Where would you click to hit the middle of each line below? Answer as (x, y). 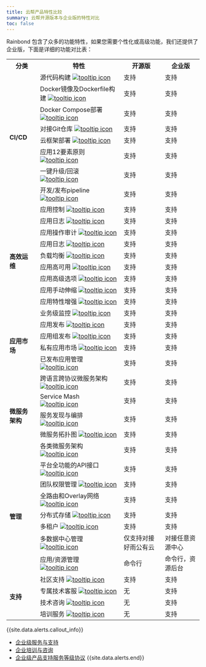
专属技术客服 (58, 591)
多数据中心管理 (61, 539)
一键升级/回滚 (59, 171)
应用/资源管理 (59, 560)
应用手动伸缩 (58, 291)
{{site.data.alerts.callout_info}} (45, 630)
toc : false (20, 23)
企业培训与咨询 (34, 650)
